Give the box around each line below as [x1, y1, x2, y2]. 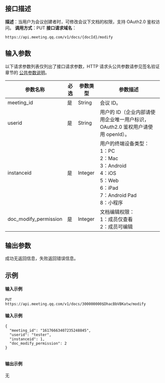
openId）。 [106, 131, 130, 138]
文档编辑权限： [100, 209, 135, 215]
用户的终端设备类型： [100, 140, 150, 147]
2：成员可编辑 [100, 223, 133, 230]
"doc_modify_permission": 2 [9, 341, 67, 346]
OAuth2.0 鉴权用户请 [100, 123, 148, 130]
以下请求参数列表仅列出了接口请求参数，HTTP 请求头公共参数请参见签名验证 [5, 63, 160, 69]
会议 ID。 [100, 99, 121, 106]
